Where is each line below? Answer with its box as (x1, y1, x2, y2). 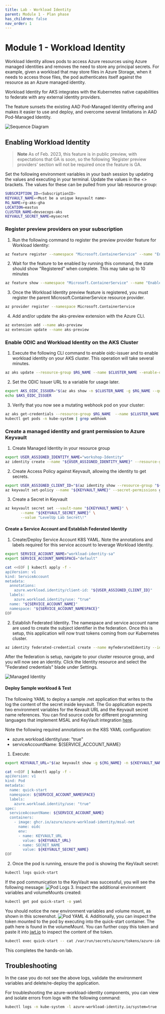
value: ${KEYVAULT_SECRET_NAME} (23, 847, 89, 852)
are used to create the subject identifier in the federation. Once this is (12, 625, 153, 631)
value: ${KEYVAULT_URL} (23, 838, 71, 843)
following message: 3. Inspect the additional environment (5, 884, 146, 890)
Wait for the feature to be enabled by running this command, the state (12, 261, 154, 267)
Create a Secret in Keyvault (12, 496, 68, 503)
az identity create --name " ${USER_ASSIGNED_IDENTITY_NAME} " (5, 459, 133, 464)
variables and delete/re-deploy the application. (5, 980, 100, 986)
